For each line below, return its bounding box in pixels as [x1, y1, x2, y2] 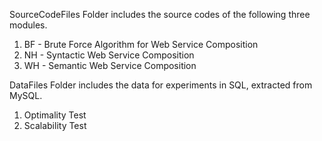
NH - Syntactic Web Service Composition [23, 49, 195, 61]
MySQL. [9, 90, 43, 101]
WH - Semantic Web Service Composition [23, 60, 197, 71]
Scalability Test [23, 120, 87, 131]
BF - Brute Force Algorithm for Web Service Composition [23, 39, 259, 50]
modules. [9, 19, 48, 31]
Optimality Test [23, 109, 87, 121]
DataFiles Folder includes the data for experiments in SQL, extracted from [9, 79, 313, 91]
